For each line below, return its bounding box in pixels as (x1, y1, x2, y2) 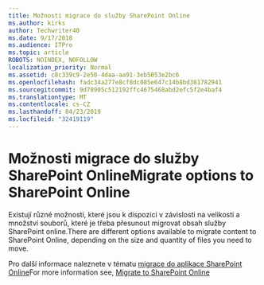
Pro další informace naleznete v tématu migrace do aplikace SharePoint (8, 259, 243, 268)
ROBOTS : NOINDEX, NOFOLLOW (8, 57, 98, 64)
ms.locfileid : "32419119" (8, 115, 94, 123)
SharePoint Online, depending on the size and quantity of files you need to (8, 235, 252, 244)
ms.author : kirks (8, 19, 66, 27)
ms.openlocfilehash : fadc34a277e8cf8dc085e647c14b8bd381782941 (8, 78, 223, 86)
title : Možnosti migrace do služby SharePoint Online (8, 11, 191, 20)
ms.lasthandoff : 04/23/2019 (8, 108, 102, 116)
